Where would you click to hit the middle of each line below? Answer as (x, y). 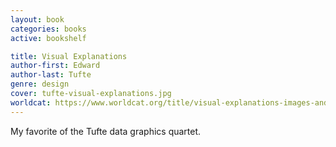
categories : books (48, 29)
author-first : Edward (55, 66)
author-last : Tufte (51, 75)
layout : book (37, 19)
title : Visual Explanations (69, 56)
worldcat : (31, 102)
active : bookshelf (48, 38)
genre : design (40, 84)
